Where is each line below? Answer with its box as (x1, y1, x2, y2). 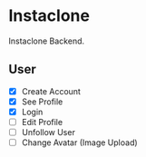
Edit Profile (21, 116, 63, 127)
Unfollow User (21, 127, 76, 137)
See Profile (21, 96, 63, 107)
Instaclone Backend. (8, 35, 85, 46)
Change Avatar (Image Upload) (21, 137, 138, 148)
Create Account (21, 85, 81, 96)
